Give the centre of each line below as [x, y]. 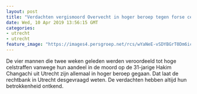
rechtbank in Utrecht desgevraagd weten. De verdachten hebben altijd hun [96, 79]
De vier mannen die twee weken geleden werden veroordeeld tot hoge [91, 61]
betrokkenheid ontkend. [35, 86]
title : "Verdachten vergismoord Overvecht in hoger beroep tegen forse [95, 17]
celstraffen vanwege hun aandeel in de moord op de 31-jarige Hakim [89, 67]
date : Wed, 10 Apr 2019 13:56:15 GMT [52, 22]
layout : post [22, 11]
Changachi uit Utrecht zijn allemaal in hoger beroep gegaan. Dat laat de [92, 73]
